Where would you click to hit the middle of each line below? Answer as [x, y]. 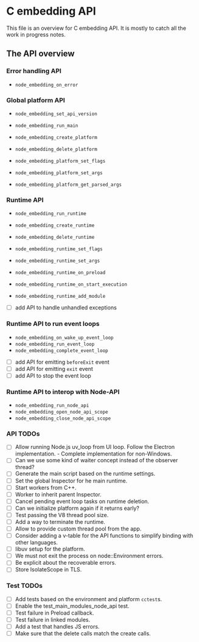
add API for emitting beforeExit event [62, 362]
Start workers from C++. [46, 487]
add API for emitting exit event [54, 369]
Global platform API [36, 100]
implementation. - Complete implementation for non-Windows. [93, 454]
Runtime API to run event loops [53, 324]
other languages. [36, 543]
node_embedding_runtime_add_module [60, 297]
